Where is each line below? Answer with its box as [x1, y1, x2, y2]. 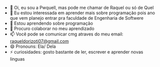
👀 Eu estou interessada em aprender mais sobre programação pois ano [9, 10, 155, 16]
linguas [9, 56, 25, 62]
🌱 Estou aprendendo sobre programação [9, 20, 93, 26]
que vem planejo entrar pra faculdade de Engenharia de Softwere [9, 15, 144, 21]
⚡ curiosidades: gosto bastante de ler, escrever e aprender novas [9, 49, 144, 55]
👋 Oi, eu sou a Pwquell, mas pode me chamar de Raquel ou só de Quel [9, 5, 154, 10]
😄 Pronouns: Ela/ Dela [9, 43, 56, 49]
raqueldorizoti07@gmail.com [9, 38, 69, 44]
